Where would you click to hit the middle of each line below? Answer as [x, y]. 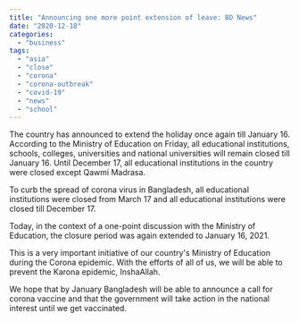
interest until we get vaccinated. [68, 309]
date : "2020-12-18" [46, 26]
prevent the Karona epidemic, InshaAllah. [85, 272]
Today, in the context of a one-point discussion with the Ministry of [133, 226]
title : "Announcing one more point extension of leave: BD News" [133, 17]
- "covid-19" [42, 92]
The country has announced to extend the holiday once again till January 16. [149, 134]
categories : [31, 34]
